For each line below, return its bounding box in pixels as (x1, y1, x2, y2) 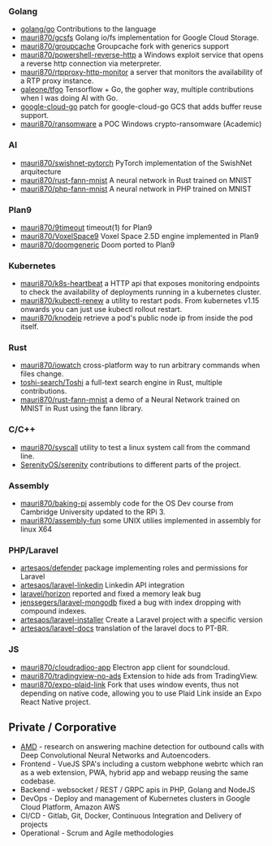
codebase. (19, 776, 57, 786)
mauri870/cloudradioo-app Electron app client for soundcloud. (19, 662, 230, 672)
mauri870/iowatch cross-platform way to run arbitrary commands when (19, 360, 261, 371)
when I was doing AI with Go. (19, 93, 119, 103)
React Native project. (19, 696, 91, 706)
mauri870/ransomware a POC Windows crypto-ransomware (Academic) (19, 119, 262, 129)
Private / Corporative (8, 721, 117, 735)
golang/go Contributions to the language (19, 24, 157, 34)
